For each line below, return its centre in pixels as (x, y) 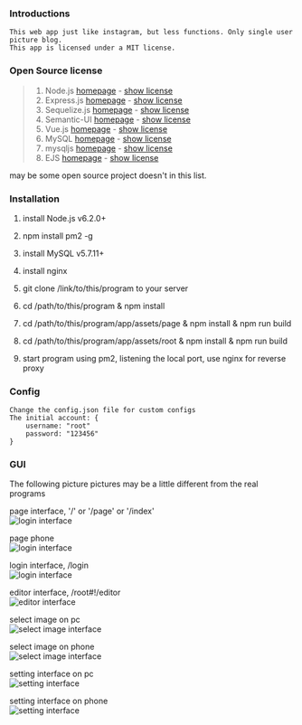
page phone (32, 538)
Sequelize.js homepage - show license (117, 109)
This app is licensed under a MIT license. (93, 48)
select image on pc (45, 620)
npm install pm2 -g (57, 235)
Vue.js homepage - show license (106, 128)
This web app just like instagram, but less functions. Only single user (151, 33)
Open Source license (56, 71)
